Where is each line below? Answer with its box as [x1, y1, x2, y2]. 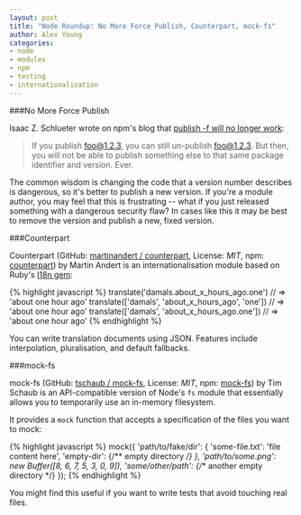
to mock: [9, 423, 42, 434]
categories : [9, 38, 54, 48]
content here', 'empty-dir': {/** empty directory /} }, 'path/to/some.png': [9, 450, 277, 461]
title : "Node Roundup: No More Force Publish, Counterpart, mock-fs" [9, 22, 277, 31]
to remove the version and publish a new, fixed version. [9, 215, 214, 225]
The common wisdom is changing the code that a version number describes [9, 177, 293, 188]
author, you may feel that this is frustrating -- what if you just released [9, 196, 269, 207]
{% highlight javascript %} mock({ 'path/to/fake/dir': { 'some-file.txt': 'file [9, 441, 281, 452]
